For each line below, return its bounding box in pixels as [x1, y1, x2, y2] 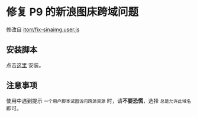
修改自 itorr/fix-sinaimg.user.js [6, 26, 80, 33]
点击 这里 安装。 [6, 61, 44, 68]
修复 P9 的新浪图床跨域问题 [6, 5, 139, 19]
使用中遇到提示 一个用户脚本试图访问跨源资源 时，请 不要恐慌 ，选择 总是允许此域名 [6, 97, 191, 104]
